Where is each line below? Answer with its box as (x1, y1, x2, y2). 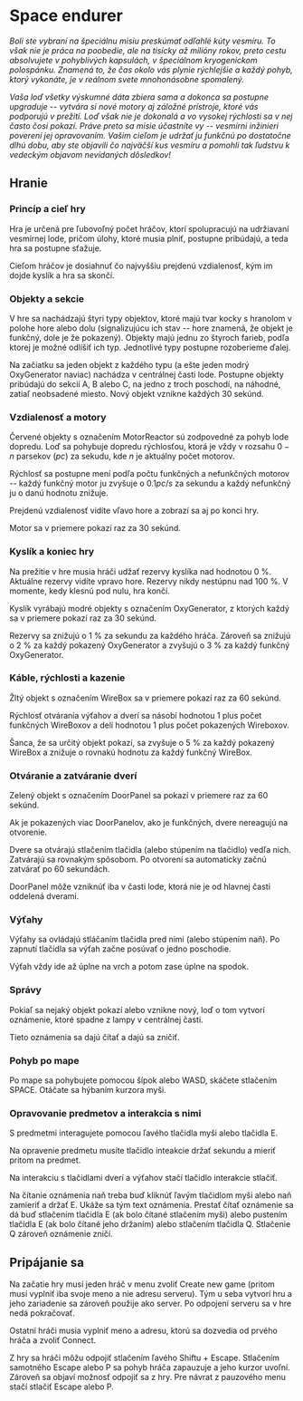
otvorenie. (9, 826, 48, 838)
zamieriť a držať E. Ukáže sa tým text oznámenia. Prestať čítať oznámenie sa (9, 1200, 294, 1211)
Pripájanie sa (9, 1254, 84, 1270)
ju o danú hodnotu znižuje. (9, 488, 109, 498)
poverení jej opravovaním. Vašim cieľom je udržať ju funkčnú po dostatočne (9, 130, 291, 140)
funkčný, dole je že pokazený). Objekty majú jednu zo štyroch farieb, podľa (9, 332, 289, 343)
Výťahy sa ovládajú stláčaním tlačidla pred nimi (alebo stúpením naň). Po (9, 934, 280, 945)
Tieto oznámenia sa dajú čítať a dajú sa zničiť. (9, 1031, 180, 1042)
